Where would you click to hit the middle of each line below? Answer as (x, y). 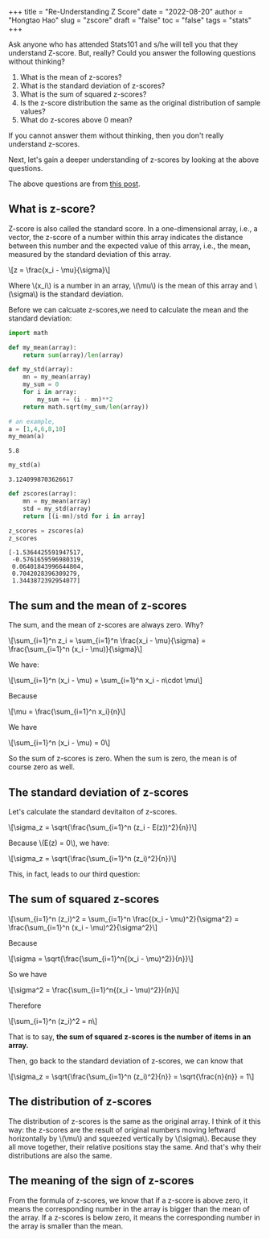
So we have (28, 974)
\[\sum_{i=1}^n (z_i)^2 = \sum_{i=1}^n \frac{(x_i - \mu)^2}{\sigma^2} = (124, 918)
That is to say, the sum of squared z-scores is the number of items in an (130, 1036)
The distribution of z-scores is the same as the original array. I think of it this (135, 1121)
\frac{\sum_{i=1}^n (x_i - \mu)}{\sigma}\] (76, 649)
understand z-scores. (44, 144)
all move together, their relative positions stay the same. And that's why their (135, 1146)
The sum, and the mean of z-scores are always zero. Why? (106, 625)
